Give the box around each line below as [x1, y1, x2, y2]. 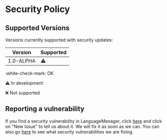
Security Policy [5, 4, 70, 15]
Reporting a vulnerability [5, 105, 85, 113]
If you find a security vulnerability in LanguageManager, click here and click [5, 118, 162, 124]
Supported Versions [5, 24, 69, 32]
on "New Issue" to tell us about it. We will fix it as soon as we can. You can [5, 123, 159, 129]
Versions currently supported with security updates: [5, 37, 113, 43]
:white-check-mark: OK [5, 71, 54, 76]
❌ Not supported [5, 90, 40, 96]
